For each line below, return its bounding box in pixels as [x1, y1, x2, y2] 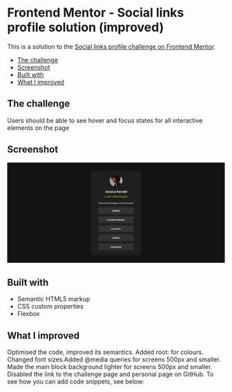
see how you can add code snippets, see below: [7, 377, 145, 385]
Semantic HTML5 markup [17, 295, 90, 304]
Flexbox [17, 310, 40, 318]
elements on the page [7, 123, 70, 132]
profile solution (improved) [7, 19, 164, 35]
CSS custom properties [17, 302, 84, 310]
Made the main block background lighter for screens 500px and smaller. [7, 362, 213, 371]
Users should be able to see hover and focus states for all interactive [7, 116, 203, 124]
